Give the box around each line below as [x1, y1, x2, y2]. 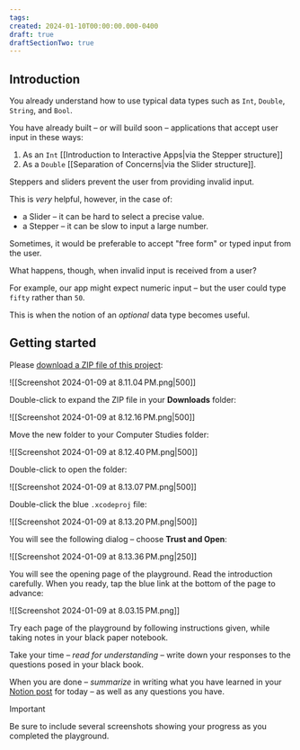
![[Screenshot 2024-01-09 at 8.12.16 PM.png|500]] [9, 411, 196, 423]
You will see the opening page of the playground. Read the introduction [9, 568, 273, 579]
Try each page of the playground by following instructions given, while [9, 622, 270, 633]
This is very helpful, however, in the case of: [9, 194, 173, 205]
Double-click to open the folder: [9, 464, 128, 475]
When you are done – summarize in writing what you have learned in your [9, 676, 282, 687]
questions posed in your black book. [9, 658, 144, 670]
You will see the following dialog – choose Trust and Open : [9, 533, 227, 544]
